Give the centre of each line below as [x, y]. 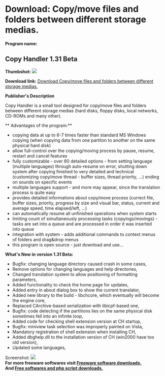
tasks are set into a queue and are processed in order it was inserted [82, 224]
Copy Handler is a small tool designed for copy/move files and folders [76, 105]
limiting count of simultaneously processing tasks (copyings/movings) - [85, 219]
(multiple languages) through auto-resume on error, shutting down [80, 166]
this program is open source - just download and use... [68, 245]
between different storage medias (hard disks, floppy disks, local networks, [82, 110]
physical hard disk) [32, 145]
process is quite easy [34, 192]
